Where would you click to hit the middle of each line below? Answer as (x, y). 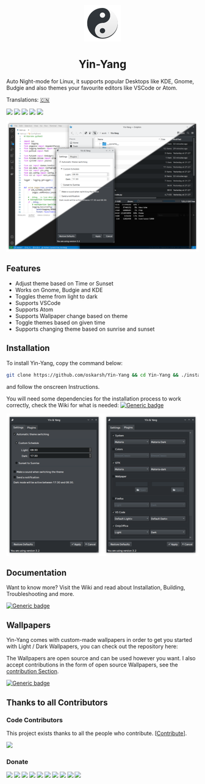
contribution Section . (33, 671)
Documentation (37, 573)
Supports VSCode (38, 303)
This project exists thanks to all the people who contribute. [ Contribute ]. (97, 733)
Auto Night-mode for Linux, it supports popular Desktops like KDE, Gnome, (100, 81)
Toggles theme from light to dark (56, 296)
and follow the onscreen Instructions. (53, 386)
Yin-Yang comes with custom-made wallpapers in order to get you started (99, 640)
